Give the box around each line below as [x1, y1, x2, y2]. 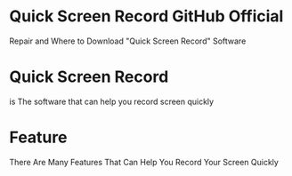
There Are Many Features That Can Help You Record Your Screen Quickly [9, 156, 279, 167]
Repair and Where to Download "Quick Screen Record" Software [9, 36, 247, 46]
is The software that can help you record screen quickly [9, 96, 215, 107]
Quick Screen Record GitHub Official [9, 6, 284, 27]
